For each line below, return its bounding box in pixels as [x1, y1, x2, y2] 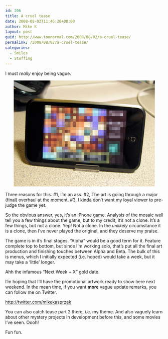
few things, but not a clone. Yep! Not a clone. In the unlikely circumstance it [5, 222, 161, 228]
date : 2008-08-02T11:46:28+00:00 [5, 19, 75, 24]
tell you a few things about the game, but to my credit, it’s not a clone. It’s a [5, 217, 160, 223]
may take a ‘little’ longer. [5, 259, 56, 265]
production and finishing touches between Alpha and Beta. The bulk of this [5, 248, 160, 254]
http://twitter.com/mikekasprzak [5, 299, 72, 305]
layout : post [5, 29, 33, 35]
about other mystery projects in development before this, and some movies [5, 314, 160, 320]
